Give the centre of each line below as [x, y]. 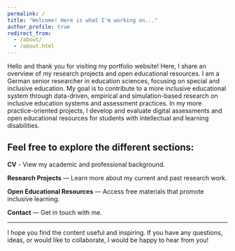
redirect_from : [29, 33]
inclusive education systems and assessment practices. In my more [105, 103]
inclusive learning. [34, 199]
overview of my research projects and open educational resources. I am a [113, 73]
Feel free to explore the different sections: [101, 148]
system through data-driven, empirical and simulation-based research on [113, 96]
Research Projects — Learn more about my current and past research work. [117, 178]
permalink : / [26, 14]
